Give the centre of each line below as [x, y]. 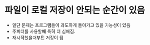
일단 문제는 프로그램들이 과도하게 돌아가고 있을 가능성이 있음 [71, 25]
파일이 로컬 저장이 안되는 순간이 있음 [75, 10]
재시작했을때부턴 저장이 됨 [38, 37]
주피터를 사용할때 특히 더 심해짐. [44, 31]
